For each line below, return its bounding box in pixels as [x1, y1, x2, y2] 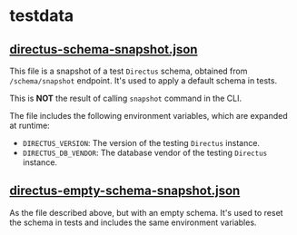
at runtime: [9, 120, 50, 131]
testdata [9, 5, 74, 26]
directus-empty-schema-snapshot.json [9, 183, 241, 199]
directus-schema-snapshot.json [9, 42, 198, 57]
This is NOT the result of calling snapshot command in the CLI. [9, 93, 243, 103]
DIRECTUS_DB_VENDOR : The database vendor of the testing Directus [22, 147, 268, 158]
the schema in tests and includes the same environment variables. [9, 217, 257, 228]
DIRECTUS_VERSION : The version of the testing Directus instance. [22, 138, 261, 148]
